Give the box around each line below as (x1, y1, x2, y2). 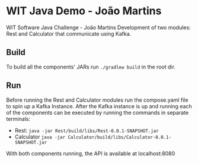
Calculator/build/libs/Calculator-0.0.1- (68, 134, 172, 140)
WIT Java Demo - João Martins (6, 4, 162, 18)
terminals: (6, 115, 31, 123)
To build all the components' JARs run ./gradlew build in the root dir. (6, 63, 176, 70)
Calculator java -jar (14, 133, 66, 140)
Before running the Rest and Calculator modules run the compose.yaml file (6, 96, 189, 104)
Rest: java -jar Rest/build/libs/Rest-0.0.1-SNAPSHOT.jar (14, 127, 159, 134)
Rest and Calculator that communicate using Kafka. (6, 30, 132, 37)
